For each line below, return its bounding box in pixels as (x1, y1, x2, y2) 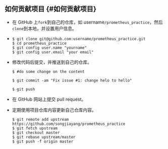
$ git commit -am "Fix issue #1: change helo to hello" (12, 78, 132, 83)
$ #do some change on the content (12, 69, 85, 74)
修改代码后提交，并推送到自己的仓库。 (12, 59, 92, 65)
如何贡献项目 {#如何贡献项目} (5, 5, 97, 14)
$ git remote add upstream (12, 117, 69, 122)
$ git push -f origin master (12, 139, 74, 144)
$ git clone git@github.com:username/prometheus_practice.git (12, 36, 146, 41)
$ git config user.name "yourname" (12, 45, 87, 50)
